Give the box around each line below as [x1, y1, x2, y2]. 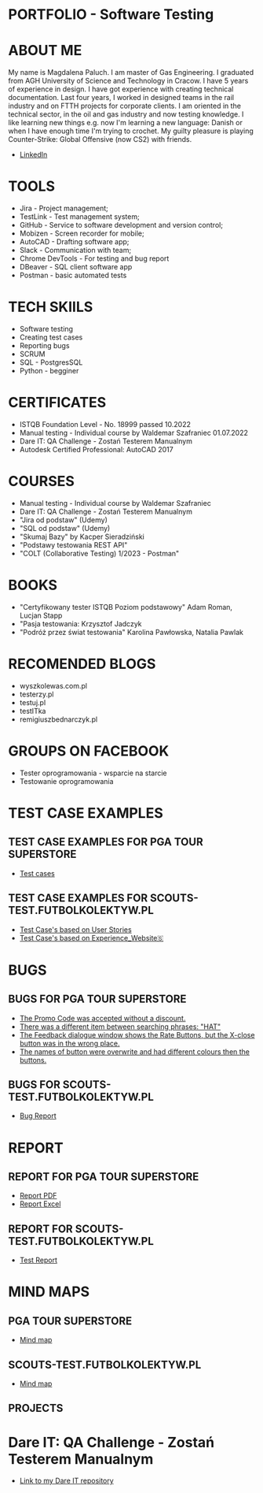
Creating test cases [19, 332, 83, 342]
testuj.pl [19, 697, 46, 707]
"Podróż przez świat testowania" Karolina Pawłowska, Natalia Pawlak [19, 627, 243, 637]
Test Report [19, 1255, 57, 1265]
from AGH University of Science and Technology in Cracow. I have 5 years [8, 76, 249, 86]
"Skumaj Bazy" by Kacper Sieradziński [19, 532, 145, 541]
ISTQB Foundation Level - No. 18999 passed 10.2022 [19, 419, 191, 429]
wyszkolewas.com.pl [19, 681, 88, 690]
